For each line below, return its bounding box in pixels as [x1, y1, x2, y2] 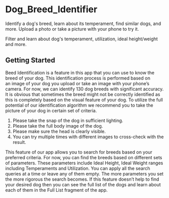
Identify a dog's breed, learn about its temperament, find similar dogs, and [5, 20, 161, 27]
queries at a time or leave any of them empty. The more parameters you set [5, 170, 164, 177]
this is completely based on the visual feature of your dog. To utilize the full [5, 96, 163, 103]
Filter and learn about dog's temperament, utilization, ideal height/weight [5, 36, 158, 42]
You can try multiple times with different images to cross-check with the [12, 134, 164, 140]
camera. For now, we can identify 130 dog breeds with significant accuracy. [5, 86, 164, 92]
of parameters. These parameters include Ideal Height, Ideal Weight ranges [5, 160, 163, 166]
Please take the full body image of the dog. [12, 122, 103, 129]
